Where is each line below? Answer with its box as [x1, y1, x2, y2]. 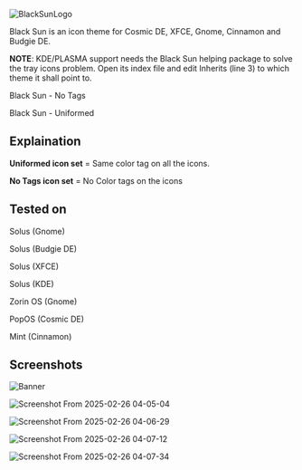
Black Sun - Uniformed [9, 108, 95, 118]
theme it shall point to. [9, 72, 92, 83]
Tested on [9, 202, 67, 217]
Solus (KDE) [9, 278, 54, 289]
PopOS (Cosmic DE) [9, 313, 84, 324]
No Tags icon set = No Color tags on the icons [9, 175, 184, 186]
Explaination [9, 134, 81, 149]
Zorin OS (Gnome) [9, 295, 78, 307]
